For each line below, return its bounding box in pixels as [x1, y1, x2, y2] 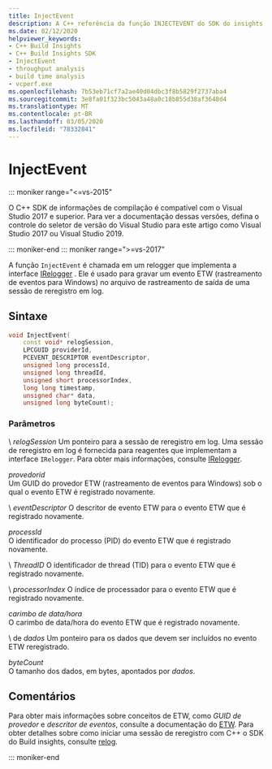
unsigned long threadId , [23, 369, 107, 377]
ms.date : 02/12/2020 [8, 27, 79, 35]
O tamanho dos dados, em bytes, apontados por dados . [8, 666, 196, 676]
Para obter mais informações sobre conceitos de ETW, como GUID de [8, 711, 242, 721]
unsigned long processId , [23, 361, 111, 369]
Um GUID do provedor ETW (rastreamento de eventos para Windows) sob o [8, 478, 262, 488]
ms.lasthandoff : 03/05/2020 [8, 118, 104, 126]
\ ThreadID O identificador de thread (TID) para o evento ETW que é [8, 559, 236, 569]
